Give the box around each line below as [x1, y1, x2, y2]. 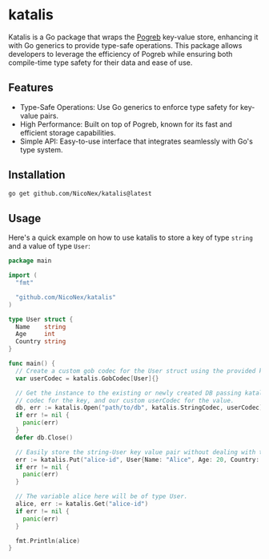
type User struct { [8, 315, 74, 323]
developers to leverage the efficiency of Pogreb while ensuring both [8, 49, 233, 59]
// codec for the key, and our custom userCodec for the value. [15, 396, 235, 404]
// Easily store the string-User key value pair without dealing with [15, 448, 256, 456]
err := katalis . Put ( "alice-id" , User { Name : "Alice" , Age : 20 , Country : [15, 456, 260, 464]
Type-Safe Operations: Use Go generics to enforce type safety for [19, 102, 239, 111]
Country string [15, 338, 66, 346]
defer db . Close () [15, 433, 74, 442]
